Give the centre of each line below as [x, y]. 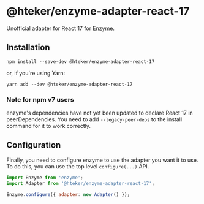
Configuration [34, 145]
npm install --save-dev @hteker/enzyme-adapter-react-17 [81, 62]
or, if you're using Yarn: [36, 73]
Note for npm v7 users [40, 99]
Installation [28, 47]
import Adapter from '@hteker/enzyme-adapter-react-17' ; [81, 183]
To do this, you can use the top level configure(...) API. [78, 166]
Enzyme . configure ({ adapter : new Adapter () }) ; [68, 194]
